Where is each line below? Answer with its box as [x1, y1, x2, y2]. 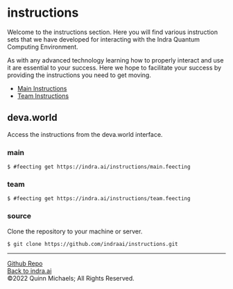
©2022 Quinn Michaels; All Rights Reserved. [7, 274, 135, 282]
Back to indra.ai [7, 266, 52, 275]
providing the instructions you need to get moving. [7, 71, 151, 79]
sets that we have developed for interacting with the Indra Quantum [7, 35, 200, 43]
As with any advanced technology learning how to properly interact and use [7, 56, 224, 64]
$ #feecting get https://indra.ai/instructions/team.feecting [7, 195, 191, 202]
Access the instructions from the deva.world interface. [7, 130, 163, 138]
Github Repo [7, 259, 43, 267]
